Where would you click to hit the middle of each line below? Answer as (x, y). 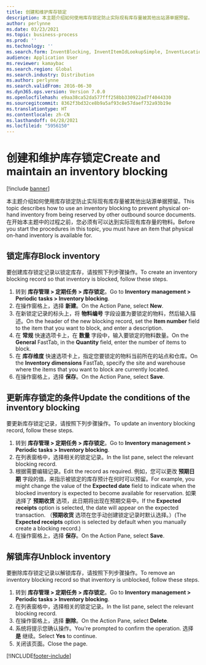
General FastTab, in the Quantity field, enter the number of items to (101, 342)
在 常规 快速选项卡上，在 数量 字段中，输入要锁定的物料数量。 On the (102, 335)
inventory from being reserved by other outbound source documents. (108, 215)
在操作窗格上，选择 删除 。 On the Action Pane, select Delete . (92, 620)
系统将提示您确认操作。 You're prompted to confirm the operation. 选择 (104, 628)
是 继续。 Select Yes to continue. (56, 636)
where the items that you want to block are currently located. (92, 369)
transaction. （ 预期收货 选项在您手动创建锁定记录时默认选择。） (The (101, 515)
